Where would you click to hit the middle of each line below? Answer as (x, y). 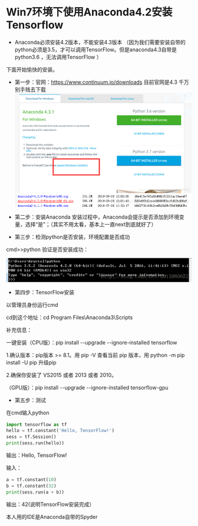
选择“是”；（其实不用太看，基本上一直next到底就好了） (91, 225)
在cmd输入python (28, 413)
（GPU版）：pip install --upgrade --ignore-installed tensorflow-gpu (88, 387)
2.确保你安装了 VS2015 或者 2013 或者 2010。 (61, 375)
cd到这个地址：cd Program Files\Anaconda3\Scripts (70, 317)
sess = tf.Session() (32, 437)
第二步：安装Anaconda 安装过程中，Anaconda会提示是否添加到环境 (97, 217)
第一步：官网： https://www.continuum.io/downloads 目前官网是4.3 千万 (102, 82)
